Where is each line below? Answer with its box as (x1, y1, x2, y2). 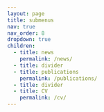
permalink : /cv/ (19, 95, 67, 102)
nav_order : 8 (7, 29, 45, 37)
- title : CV (13, 88, 49, 95)
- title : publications (13, 68, 79, 75)
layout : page (7, 10, 45, 17)
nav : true (7, 23, 36, 30)
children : (7, 42, 36, 49)
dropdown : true (7, 36, 51, 43)
